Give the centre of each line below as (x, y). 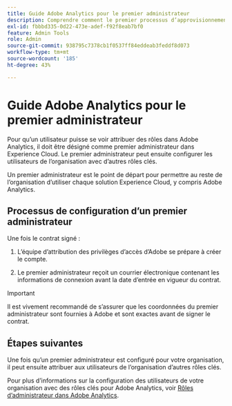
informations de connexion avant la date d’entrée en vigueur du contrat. (119, 280)
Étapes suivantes (45, 343)
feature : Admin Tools (38, 33)
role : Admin (24, 39)
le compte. (32, 259)
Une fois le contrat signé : (44, 239)
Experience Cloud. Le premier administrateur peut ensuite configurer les (110, 154)
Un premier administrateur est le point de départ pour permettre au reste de (115, 174)
